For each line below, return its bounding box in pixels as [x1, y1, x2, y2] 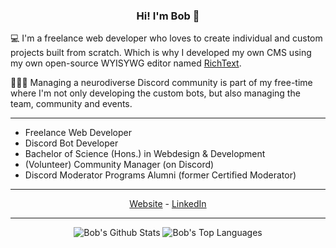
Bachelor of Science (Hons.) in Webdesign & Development [24, 148, 266, 160]
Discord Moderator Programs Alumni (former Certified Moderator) [24, 169, 297, 181]
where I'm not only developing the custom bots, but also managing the [10, 87, 301, 99]
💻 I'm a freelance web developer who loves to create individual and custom [10, 32, 323, 44]
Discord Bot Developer [24, 137, 119, 149]
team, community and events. [10, 98, 133, 110]
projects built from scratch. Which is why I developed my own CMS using [10, 47, 312, 59]
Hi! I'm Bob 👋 [136, 9, 200, 23]
